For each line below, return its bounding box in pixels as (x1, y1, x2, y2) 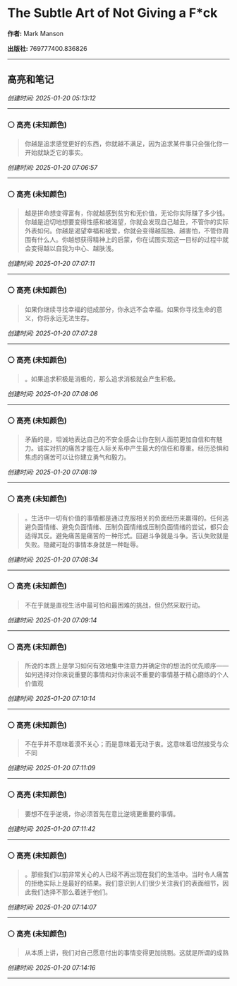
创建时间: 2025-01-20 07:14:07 (7, 903, 97, 912)
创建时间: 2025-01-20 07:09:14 (7, 615, 97, 624)
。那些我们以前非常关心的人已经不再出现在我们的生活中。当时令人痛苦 (24, 870, 229, 878)
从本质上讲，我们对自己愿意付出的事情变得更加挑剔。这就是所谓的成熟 (24, 949, 229, 957)
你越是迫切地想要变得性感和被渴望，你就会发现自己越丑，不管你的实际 (24, 218, 229, 226)
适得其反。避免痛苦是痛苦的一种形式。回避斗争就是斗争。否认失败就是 (24, 531, 229, 540)
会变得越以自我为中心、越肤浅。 (24, 244, 118, 253)
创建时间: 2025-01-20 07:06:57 (7, 163, 98, 172)
